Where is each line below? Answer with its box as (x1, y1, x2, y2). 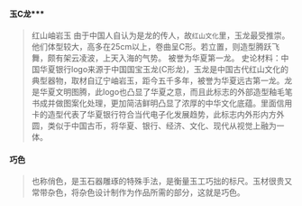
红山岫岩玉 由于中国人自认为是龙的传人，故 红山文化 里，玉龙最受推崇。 (31, 30, 290, 41)
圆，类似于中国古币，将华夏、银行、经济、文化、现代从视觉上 (31, 120, 261, 131)
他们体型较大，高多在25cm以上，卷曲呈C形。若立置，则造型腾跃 (31, 42, 272, 52)
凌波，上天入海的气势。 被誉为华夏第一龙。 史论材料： (78, 52, 281, 63)
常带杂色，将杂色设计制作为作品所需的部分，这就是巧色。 (31, 187, 245, 198)
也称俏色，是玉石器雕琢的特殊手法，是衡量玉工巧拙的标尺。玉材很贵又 (31, 176, 293, 187)
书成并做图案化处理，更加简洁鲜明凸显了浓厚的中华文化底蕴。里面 (31, 98, 277, 108)
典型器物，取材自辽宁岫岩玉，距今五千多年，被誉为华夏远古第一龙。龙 (31, 75, 293, 86)
